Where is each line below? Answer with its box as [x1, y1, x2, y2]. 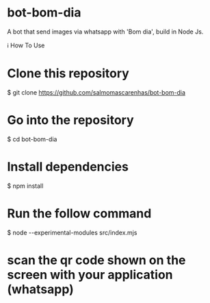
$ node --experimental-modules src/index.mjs [7, 228, 137, 237]
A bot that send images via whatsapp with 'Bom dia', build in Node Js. [7, 27, 204, 36]
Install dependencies [7, 159, 129, 174]
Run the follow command [7, 206, 152, 221]
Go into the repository [7, 112, 135, 128]
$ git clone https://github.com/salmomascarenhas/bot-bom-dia [7, 88, 186, 97]
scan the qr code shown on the [7, 252, 186, 268]
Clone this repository [7, 66, 130, 82]
